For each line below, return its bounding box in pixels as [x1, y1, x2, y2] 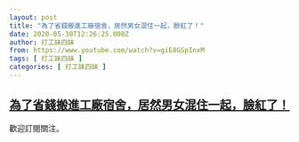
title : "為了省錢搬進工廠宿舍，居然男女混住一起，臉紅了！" [9, 21, 205, 30]
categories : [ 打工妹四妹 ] [9, 63, 107, 72]
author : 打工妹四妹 [9, 37, 75, 47]
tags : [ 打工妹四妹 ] [9, 54, 83, 63]
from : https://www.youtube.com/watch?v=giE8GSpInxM [9, 46, 205, 55]
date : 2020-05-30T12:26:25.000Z [9, 29, 129, 38]
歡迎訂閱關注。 [9, 122, 64, 133]
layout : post [9, 12, 58, 22]
